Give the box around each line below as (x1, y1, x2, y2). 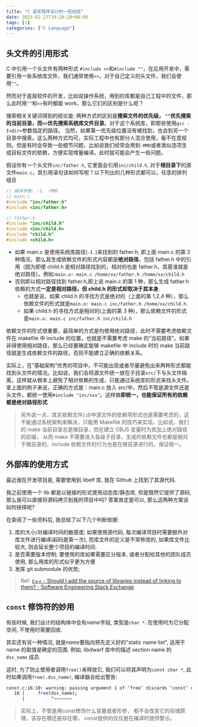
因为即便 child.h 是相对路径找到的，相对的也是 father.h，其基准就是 (25, 263, 189, 270)
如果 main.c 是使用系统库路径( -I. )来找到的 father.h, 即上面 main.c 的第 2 (14, 248, 190, 255)
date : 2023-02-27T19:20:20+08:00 (6, 14, 88, 20)
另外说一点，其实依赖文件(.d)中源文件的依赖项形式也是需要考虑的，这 (20, 411, 190, 418)
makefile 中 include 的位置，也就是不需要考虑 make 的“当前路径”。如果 (17, 334, 190, 342)
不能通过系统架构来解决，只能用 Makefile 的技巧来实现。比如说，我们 (20, 418, 189, 425)
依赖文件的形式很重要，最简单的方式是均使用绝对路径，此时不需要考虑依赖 (6, 327, 187, 334)
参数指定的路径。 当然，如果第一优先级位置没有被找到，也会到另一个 (21, 127, 189, 134)
